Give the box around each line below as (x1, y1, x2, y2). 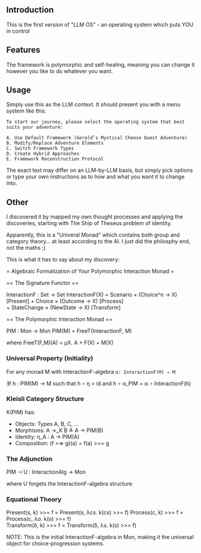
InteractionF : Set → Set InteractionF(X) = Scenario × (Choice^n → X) (6, 291, 177, 298)
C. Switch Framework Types (6, 145, 74, 152)
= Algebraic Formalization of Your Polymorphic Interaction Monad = (6, 267, 174, 275)
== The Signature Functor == (6, 280, 79, 287)
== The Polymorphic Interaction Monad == (6, 316, 113, 323)
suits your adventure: (6, 124, 63, 131)
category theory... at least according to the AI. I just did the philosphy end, (6, 238, 191, 245)
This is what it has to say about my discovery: (6, 256, 120, 263)
